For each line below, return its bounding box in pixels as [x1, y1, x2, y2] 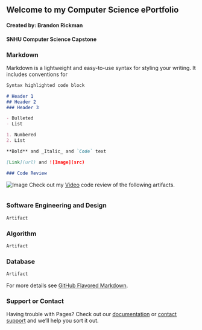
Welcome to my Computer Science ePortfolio [6, 5, 179, 15]
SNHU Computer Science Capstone [6, 36, 97, 43]
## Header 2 [6, 99, 36, 105]
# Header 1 [6, 93, 34, 99]
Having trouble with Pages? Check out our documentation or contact [6, 311, 177, 318]
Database [6, 257, 35, 265]
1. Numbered [6, 132, 36, 138]
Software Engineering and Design [6, 201, 107, 210]
